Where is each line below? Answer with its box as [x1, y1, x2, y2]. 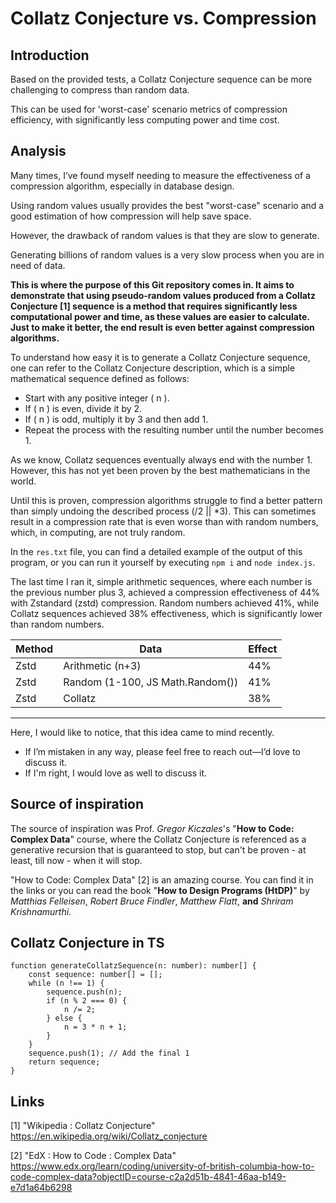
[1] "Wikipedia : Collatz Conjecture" [10, 1120, 156, 1132]
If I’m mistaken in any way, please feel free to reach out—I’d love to [24, 745, 302, 757]
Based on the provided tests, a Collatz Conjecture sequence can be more [10, 73, 313, 85]
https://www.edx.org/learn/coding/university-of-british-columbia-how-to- [10, 1160, 315, 1172]
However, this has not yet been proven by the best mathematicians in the [10, 464, 311, 476]
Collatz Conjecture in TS [10, 935, 165, 952]
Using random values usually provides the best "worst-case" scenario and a [10, 199, 325, 211]
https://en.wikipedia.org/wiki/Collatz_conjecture [10, 1130, 208, 1142]
